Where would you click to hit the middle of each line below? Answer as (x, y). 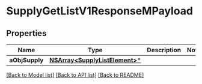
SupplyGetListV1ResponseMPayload (100, 11)
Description (164, 50)
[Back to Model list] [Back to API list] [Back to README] (75, 75)
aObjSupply (26, 60)
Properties (26, 33)
